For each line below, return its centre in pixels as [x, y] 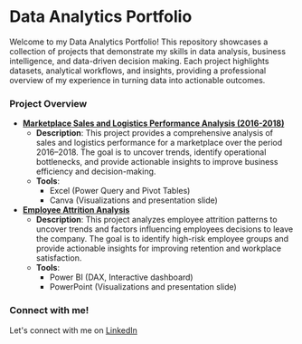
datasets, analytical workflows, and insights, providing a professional [138, 71]
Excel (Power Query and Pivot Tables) [120, 191]
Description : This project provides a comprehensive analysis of [155, 133]
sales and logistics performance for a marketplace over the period [159, 143]
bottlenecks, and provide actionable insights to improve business [157, 162]
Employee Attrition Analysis [76, 210]
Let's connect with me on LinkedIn [74, 330]
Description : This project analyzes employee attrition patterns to [156, 220]
